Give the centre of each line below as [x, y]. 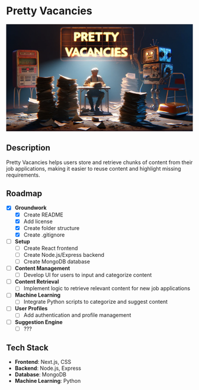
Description [28, 148]
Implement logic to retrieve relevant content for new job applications [107, 288]
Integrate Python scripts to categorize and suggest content [95, 302]
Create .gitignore [44, 235]
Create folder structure [52, 228]
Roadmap [24, 194]
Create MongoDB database [57, 261]
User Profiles [31, 309]
